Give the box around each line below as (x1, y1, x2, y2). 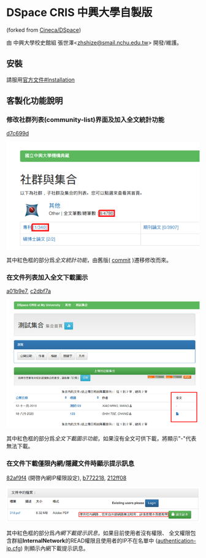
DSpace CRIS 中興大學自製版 (6, 6, 153, 20)
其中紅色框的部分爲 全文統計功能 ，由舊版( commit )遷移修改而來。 (6, 256, 172, 263)
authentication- (157, 537, 196, 545)
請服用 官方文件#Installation (6, 76, 75, 83)
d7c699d (6, 130, 29, 137)
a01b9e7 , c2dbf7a (6, 287, 51, 295)
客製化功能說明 (6, 96, 63, 106)
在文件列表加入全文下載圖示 (6, 273, 88, 282)
